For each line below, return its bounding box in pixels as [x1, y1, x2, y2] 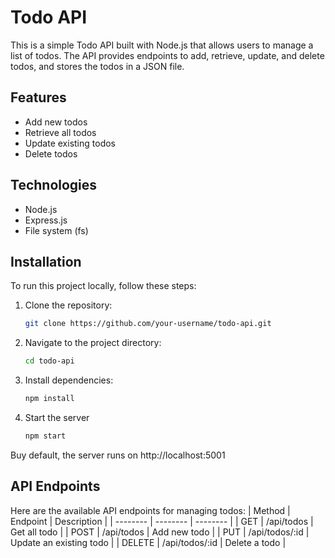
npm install [24, 394, 75, 404]
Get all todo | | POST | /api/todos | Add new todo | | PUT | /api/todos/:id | [10, 526, 310, 538]
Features [10, 89, 67, 106]
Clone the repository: [24, 299, 113, 311]
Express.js [24, 214, 68, 226]
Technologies [10, 177, 98, 194]
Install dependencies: [24, 374, 114, 386]
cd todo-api [24, 356, 75, 366]
